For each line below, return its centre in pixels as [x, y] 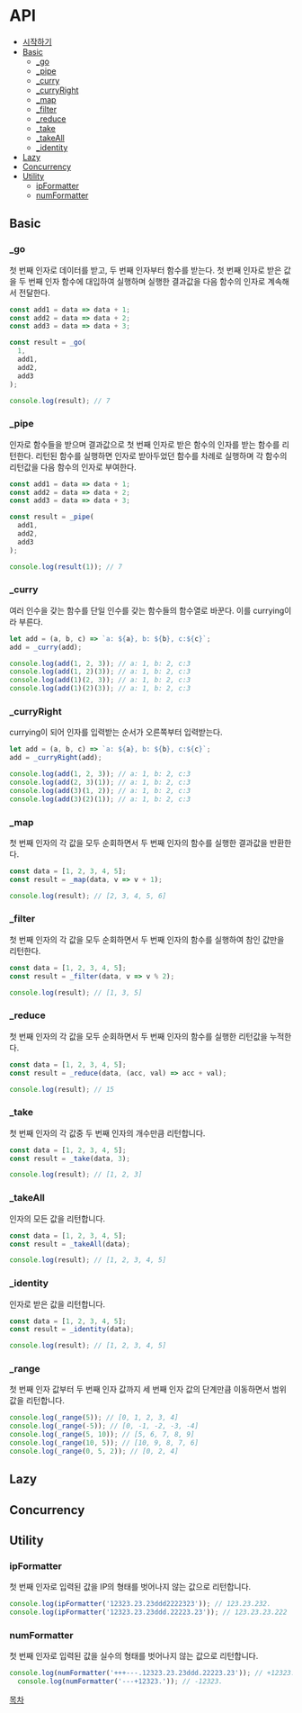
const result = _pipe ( [52, 517]
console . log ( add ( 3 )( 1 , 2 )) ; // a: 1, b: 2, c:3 [100, 790]
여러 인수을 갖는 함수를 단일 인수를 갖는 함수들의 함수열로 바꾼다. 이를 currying [147, 610]
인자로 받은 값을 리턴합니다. [58, 1304]
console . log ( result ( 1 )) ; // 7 [66, 567]
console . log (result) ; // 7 [60, 401]
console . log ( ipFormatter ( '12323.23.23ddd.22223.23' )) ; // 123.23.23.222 [148, 1612]
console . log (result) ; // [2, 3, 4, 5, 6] [88, 896]
